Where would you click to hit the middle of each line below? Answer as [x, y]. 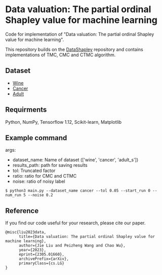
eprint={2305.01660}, [42, 255]
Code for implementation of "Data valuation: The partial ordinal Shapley [80, 34]
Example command [36, 138]
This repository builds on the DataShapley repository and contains [74, 49]
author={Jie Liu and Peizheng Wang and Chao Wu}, [72, 246]
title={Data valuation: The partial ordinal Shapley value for [87, 237]
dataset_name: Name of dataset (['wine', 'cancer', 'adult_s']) [75, 160]
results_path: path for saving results [50, 165]
